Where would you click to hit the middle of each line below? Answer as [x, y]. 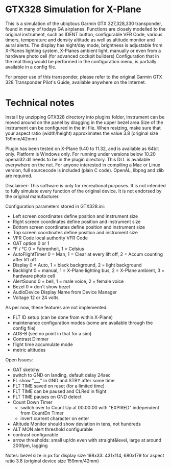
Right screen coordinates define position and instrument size [77, 221]
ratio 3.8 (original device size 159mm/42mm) [52, 461]
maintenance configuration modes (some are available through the [83, 323]
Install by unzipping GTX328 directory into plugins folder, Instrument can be [85, 117]
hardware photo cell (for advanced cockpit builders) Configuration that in [82, 56]
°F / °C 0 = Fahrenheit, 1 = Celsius [48, 249]
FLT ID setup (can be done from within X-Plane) [63, 317]
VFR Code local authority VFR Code [50, 238]
